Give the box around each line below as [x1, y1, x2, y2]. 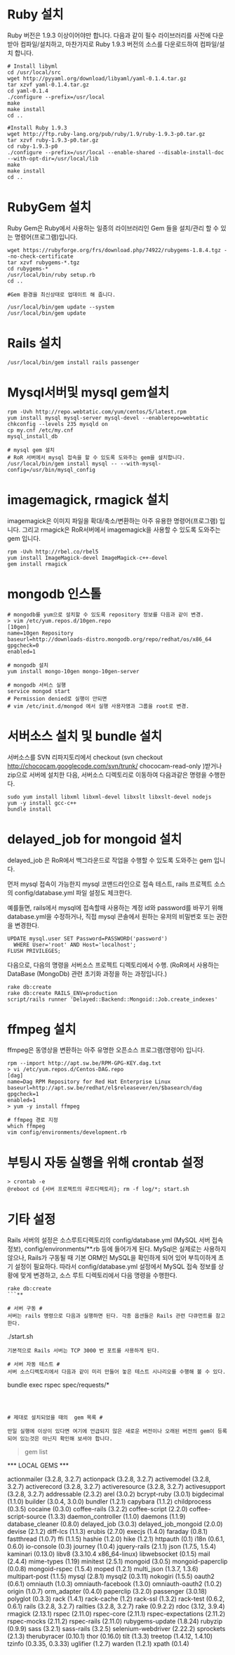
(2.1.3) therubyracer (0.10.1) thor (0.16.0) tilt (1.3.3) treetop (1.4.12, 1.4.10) [7, 1632, 213, 1641]
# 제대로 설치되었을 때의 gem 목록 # [7, 1414, 103, 1421]
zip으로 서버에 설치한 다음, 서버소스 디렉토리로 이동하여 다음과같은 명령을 [7, 770, 207, 779]
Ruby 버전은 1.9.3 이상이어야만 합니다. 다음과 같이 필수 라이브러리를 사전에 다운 [7, 31, 224, 39]
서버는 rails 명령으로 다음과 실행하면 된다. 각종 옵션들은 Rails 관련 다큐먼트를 [7, 1313, 213, 1320]
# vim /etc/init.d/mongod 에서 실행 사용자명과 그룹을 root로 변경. [7, 702, 189, 710]
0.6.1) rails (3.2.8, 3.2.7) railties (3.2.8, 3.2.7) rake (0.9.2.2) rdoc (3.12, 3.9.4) [7, 1602, 226, 1611]
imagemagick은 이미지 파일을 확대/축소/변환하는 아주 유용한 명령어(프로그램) [7, 516, 218, 525]
